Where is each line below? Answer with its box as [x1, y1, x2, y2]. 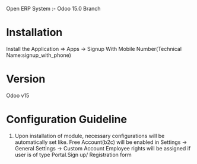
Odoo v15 [6, 92, 30, 99]
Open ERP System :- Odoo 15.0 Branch [6, 5, 101, 12]
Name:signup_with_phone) [6, 52, 71, 59]
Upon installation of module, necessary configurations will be [14, 132, 165, 139]
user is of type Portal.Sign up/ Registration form [14, 151, 132, 158]
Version [6, 72, 46, 86]
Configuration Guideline [6, 112, 128, 126]
